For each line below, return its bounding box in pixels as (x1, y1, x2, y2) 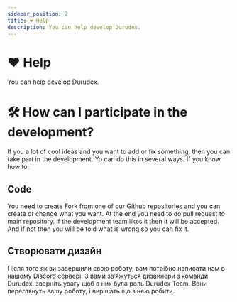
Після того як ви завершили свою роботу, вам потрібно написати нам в (7, 264, 225, 272)
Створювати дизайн (7, 245, 102, 257)
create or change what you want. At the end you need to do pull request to (7, 210, 226, 218)
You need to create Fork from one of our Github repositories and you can (7, 202, 221, 210)
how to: (7, 163, 30, 171)
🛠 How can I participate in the (7, 104, 188, 120)
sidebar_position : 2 (7, 10, 69, 18)
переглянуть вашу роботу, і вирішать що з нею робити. (7, 286, 175, 295)
